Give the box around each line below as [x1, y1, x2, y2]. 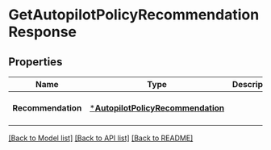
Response [8, 23, 77, 41]
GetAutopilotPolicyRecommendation [8, 6, 260, 24]
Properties [8, 55, 63, 69]
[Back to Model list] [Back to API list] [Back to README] [8, 133, 194, 143]
